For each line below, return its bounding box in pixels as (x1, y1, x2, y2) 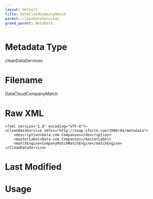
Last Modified (5, 162, 62, 173)
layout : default (5, 7, 38, 12)
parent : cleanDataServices (5, 16, 60, 21)
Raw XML (5, 108, 44, 119)
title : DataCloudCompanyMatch (5, 12, 66, 17)
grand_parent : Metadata (5, 20, 53, 26)
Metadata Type (5, 42, 67, 53)
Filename (5, 75, 43, 86)
